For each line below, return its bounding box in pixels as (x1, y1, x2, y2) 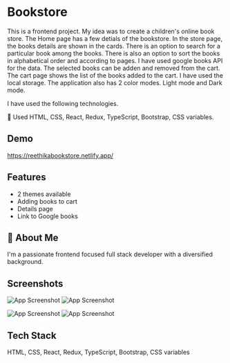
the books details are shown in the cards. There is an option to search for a (7, 42, 221, 50)
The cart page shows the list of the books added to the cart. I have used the (7, 71, 223, 80)
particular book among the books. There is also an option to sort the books (7, 49, 220, 57)
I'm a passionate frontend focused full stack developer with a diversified (7, 250, 213, 258)
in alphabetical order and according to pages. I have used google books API (7, 56, 223, 64)
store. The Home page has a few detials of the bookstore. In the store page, (7, 34, 223, 42)
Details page (17, 204, 53, 213)
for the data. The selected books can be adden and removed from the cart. (7, 64, 220, 72)
